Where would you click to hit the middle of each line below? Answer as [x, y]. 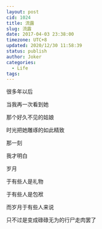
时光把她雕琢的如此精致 [35, 130]
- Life [20, 68]
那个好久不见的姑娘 [30, 117]
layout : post [23, 12]
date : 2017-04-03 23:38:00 [40, 34]
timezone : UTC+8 [27, 40]
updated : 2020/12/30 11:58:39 [44, 46]
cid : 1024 [19, 18]
